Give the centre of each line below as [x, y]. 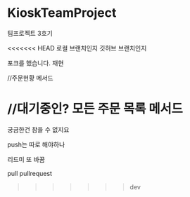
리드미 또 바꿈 [26, 159]
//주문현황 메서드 [31, 78]
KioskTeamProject [62, 13]
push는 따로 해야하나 [36, 144]
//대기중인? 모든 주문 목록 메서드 [95, 109]
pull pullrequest [30, 173]
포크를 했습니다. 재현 [36, 63]
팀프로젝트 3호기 [30, 33]
